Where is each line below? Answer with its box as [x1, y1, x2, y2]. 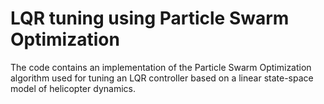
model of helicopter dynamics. [10, 82, 136, 94]
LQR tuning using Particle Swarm [10, 7, 290, 30]
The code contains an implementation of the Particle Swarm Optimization [10, 61, 312, 73]
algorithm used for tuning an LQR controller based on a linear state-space [10, 72, 314, 84]
